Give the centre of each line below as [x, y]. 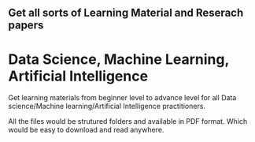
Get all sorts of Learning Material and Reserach [126, 13]
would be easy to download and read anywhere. [86, 130]
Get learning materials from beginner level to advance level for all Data [122, 98]
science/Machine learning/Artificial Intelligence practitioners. [107, 106]
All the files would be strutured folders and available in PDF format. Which [128, 121]
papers [26, 26]
